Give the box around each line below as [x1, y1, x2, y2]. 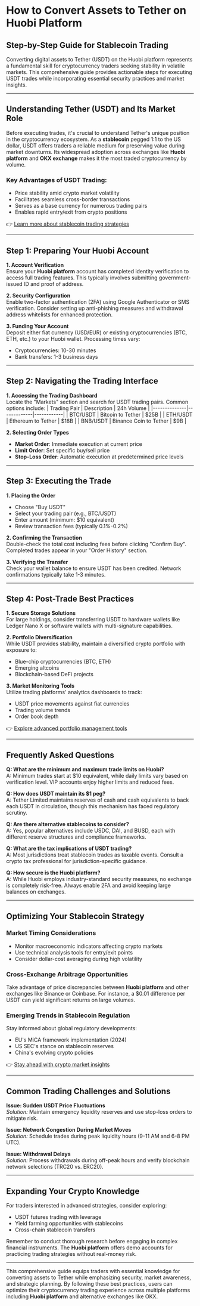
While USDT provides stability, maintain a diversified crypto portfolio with [6, 640, 186, 648]
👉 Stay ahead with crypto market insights [6, 1061, 110, 1068]
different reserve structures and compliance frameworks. [6, 833, 146, 840]
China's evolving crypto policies [14, 1049, 94, 1056]
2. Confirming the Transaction [6, 534, 82, 541]
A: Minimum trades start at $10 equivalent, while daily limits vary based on [6, 772, 189, 780]
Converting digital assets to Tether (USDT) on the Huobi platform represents [6, 56, 193, 63]
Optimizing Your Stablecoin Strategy [6, 911, 145, 921]
